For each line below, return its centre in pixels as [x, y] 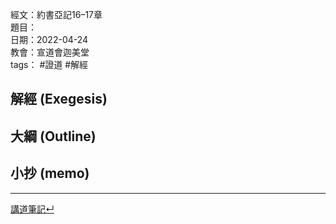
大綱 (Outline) [53, 136]
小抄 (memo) [50, 173]
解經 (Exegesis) [59, 99]
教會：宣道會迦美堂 [50, 52]
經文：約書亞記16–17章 [56, 14]
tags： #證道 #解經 [49, 64]
